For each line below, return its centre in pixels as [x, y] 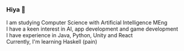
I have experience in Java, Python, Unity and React [70, 35]
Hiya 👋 [16, 10]
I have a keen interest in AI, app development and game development [92, 29]
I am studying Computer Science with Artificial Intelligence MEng [87, 23]
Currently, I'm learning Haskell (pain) [52, 42]
